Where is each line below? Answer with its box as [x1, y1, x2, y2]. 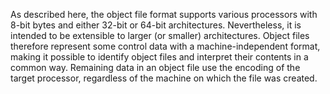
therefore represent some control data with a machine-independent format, [10, 40, 321, 52]
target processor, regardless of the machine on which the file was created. [10, 72, 318, 84]
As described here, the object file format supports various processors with [10, 9, 318, 20]
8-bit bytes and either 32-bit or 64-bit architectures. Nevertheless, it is [10, 19, 302, 31]
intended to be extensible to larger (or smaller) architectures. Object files [10, 30, 310, 41]
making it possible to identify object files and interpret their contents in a [10, 51, 309, 63]
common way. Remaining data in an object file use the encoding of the [10, 62, 301, 73]
